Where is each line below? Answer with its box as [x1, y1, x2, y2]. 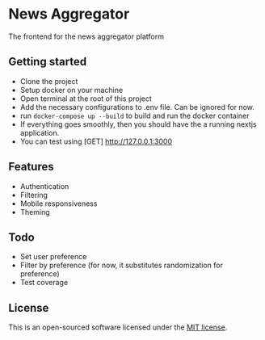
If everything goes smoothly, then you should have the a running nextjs [19, 119, 257, 129]
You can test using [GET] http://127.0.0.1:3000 [19, 136, 173, 146]
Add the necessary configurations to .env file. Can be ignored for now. [19, 102, 254, 111]
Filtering [19, 190, 48, 199]
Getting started [8, 55, 87, 69]
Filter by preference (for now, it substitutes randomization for [19, 260, 224, 271]
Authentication [19, 181, 69, 191]
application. [19, 128, 60, 137]
